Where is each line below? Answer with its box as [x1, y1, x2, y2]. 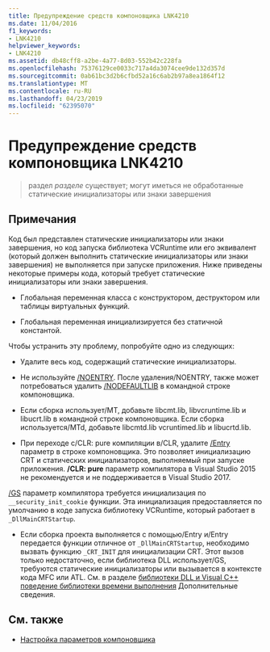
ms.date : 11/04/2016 [8, 19, 78, 27]
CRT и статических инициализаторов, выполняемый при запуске [19, 455, 245, 465]
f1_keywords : [8, 27, 52, 35]
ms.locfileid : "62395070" [8, 102, 95, 110]
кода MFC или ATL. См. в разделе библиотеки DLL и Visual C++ [19, 572, 239, 582]
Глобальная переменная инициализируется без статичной [19, 317, 223, 326]
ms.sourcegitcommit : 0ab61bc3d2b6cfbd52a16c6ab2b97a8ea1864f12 [8, 72, 226, 80]
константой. [19, 325, 62, 335]
